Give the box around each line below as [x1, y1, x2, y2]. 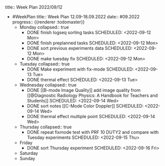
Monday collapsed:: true [19, 24, 69, 30]
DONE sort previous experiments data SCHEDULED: [27, 45, 133, 51]
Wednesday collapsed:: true [19, 82, 77, 88]
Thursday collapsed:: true [19, 124, 72, 130]
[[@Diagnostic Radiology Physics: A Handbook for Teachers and [27, 92, 158, 98]
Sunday [19, 156, 35, 161]
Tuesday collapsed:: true [19, 61, 70, 67]
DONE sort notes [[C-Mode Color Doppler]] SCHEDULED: [27, 103, 144, 109]
